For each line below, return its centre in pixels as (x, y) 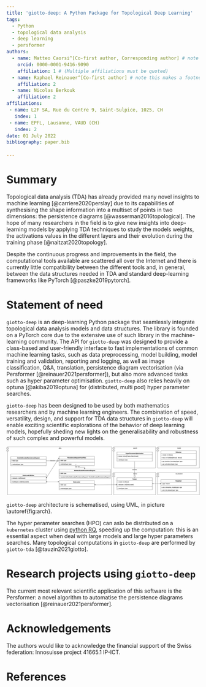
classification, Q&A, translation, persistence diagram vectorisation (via (95, 367)
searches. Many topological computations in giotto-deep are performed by (101, 542)
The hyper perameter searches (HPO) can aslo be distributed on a (90, 523)
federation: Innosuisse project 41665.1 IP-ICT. (63, 652)
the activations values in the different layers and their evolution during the (99, 235)
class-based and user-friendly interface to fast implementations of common (102, 348)
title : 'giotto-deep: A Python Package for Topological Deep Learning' (100, 13)
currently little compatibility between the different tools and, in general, (96, 267)
